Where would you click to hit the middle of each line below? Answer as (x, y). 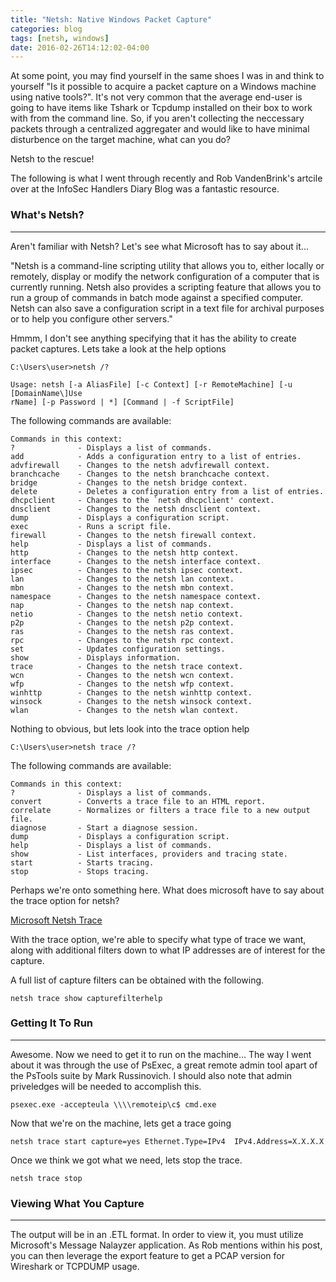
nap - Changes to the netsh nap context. (122, 605)
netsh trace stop (46, 1178)
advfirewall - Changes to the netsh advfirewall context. (140, 465)
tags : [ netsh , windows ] (60, 38)
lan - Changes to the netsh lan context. (122, 579)
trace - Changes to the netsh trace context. (127, 666)
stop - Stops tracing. (80, 871)
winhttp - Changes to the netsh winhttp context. (131, 692)
